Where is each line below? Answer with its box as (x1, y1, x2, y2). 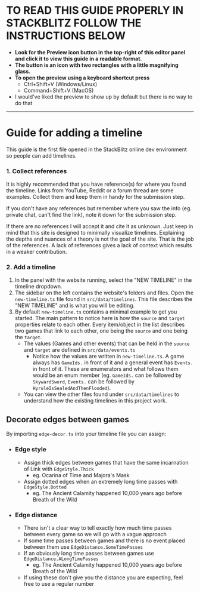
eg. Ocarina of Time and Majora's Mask (32, 471, 130, 478)
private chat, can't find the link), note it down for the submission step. (6, 211, 177, 219)
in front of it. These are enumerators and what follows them (32, 365, 179, 373)
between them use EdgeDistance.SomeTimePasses (23, 543, 143, 550)
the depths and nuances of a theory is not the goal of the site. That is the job (6, 235, 195, 242)
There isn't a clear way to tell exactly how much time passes (23, 524, 172, 531)
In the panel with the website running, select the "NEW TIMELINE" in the (14, 276, 192, 284)
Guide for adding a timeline (6, 126, 143, 140)
